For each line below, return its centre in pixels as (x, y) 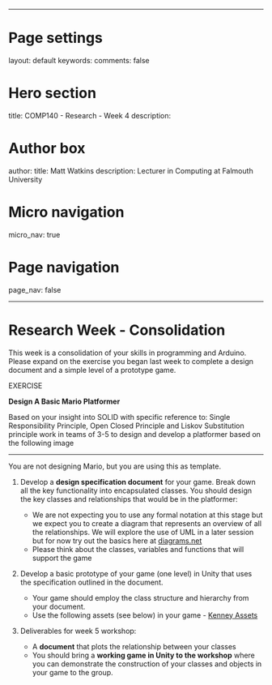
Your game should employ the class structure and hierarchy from (140, 597)
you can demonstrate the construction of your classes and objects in (147, 664)
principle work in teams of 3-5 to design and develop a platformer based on (135, 434)
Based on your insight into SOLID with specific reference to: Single (119, 417)
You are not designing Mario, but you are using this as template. (115, 466)
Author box (47, 149)
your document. (59, 606)
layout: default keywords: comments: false (79, 60)
